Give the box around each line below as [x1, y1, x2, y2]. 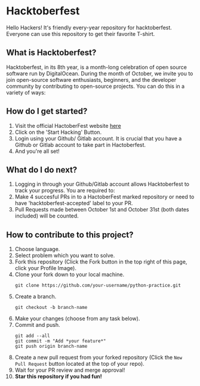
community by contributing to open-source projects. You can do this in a [6, 82, 185, 90]
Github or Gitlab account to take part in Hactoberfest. [14, 141, 146, 148]
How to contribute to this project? [6, 229, 134, 240]
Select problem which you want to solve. [14, 252, 115, 259]
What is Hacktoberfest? [6, 48, 97, 58]
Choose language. [14, 246, 60, 253]
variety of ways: [6, 88, 46, 96]
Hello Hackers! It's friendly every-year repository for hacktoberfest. [6, 24, 172, 31]
